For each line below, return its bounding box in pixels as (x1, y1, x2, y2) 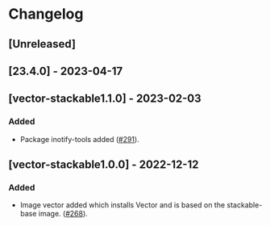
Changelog (8, 5, 84, 23)
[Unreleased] (8, 37, 77, 51)
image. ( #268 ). (38, 209, 89, 219)
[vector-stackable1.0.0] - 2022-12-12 (8, 158, 199, 172)
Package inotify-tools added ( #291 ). (19, 134, 139, 144)
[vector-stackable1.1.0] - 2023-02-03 (8, 92, 201, 106)
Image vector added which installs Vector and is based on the (19, 200, 226, 210)
